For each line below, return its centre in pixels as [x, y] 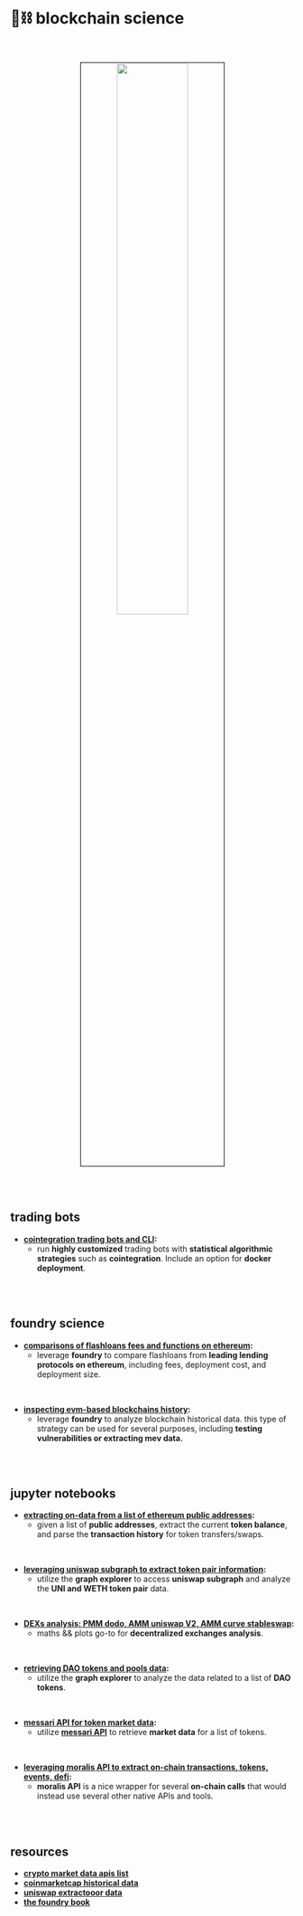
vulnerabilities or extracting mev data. [110, 1438]
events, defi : [47, 1777]
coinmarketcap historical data [81, 1883]
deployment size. [69, 1374]
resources [39, 1851]
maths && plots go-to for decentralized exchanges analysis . [150, 1633]
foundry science [57, 1323]
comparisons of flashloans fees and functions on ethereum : [138, 1345]
